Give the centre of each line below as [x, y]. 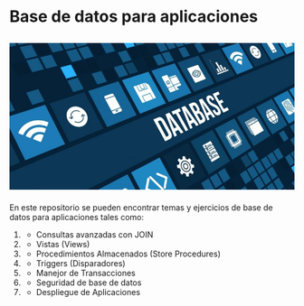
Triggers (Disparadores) [81, 263]
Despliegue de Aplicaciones [88, 292]
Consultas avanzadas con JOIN [95, 234]
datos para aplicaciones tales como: [77, 217]
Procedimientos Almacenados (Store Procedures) [128, 254]
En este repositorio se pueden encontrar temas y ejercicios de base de [141, 207]
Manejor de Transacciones [85, 273]
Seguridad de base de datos [89, 283]
